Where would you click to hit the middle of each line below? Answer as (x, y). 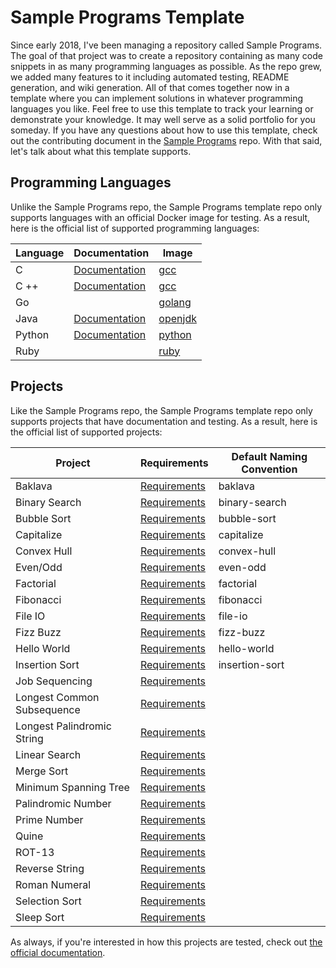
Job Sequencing (54, 681)
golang (175, 302)
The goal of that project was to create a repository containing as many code (166, 55)
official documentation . (58, 952)
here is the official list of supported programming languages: (135, 228)
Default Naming (269, 456)
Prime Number (49, 819)
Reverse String (50, 868)
